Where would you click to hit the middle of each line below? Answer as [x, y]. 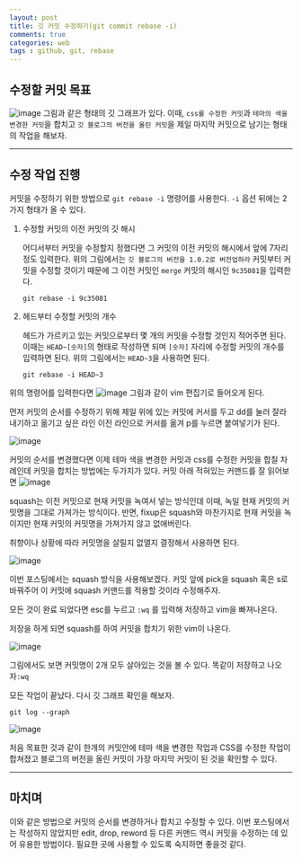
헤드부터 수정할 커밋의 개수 [69, 316]
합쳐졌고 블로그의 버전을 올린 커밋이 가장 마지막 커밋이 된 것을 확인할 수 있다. [143, 758]
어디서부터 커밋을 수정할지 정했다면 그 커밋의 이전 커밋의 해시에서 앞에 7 [148, 247]
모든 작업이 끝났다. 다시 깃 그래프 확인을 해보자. [92, 695]
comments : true [38, 34]
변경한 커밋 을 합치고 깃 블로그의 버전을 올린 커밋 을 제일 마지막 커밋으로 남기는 [140, 124]
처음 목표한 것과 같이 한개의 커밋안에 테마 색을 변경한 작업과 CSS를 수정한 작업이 [150, 747]
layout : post [34, 18]
